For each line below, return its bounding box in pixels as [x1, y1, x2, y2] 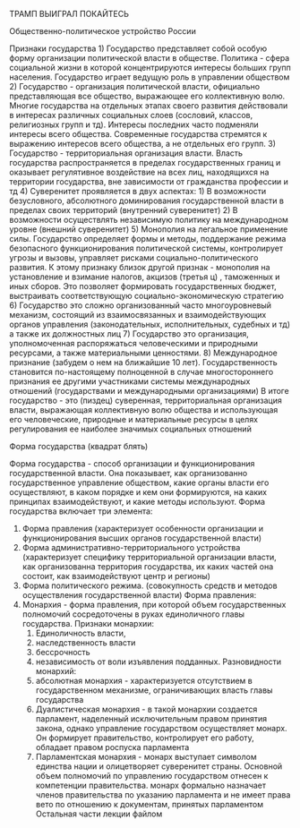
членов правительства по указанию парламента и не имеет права [35, 790, 291, 800]
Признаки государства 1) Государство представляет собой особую [9, 43, 268, 54]
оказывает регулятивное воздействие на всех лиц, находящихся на [9, 166, 270, 177]
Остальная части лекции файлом [35, 808, 163, 819]
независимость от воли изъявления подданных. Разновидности [35, 656, 282, 667]
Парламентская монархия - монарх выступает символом [35, 752, 257, 762]
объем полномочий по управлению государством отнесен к [35, 771, 269, 781]
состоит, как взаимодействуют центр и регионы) [21, 571, 210, 581]
